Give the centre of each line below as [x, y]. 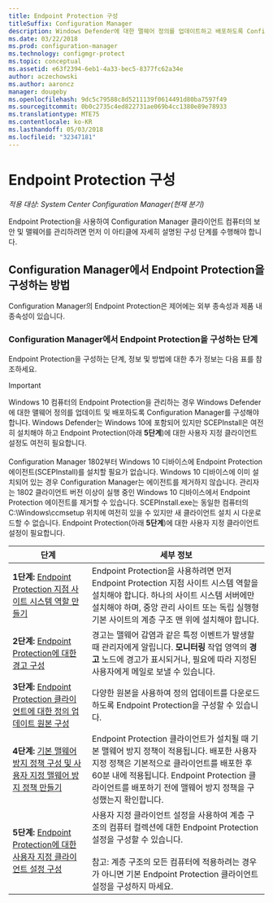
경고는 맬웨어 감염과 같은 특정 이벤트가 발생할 [173, 634]
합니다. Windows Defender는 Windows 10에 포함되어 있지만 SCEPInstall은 [129, 422]
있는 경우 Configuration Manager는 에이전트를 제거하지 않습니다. [134, 482]
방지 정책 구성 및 [42, 763]
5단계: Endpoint [42, 832]
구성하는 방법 [39, 285]
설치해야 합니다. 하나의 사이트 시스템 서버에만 [173, 595]
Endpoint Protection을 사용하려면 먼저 [162, 571]
